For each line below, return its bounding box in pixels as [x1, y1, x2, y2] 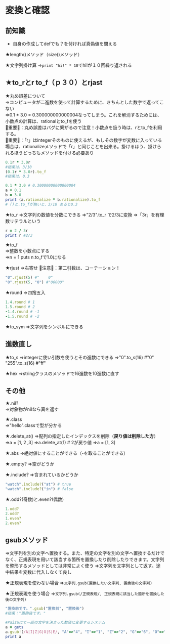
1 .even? [5, 516, 22, 521]
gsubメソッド [5, 536, 49, 544]
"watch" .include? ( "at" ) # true [5, 482, 71, 487]
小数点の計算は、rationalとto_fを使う [5, 118, 82, 124]
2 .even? [5, 521, 22, 526]
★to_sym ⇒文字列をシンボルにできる [5, 323, 83, 329]
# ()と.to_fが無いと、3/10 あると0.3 [5, 202, 78, 207]
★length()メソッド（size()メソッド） [5, 52, 82, 57]
